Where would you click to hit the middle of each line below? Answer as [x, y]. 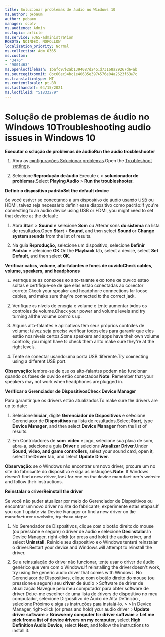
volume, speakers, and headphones [43, 271]
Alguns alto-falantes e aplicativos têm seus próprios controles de [78, 326]
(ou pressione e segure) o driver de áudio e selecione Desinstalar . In [82, 532]
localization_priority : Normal [37, 46]
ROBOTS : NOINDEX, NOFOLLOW [33, 42]
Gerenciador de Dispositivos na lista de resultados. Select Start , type [82, 421]
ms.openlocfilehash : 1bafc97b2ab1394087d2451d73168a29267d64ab [71, 70]
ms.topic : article [24, 33]
